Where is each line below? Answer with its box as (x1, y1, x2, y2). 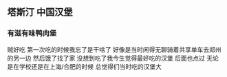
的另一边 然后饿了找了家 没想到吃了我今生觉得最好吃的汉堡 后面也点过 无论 (7, 54, 219, 62)
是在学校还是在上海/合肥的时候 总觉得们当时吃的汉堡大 (7, 62, 162, 70)
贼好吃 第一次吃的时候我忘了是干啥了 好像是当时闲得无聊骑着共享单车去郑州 (7, 45, 221, 53)
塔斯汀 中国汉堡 (7, 6, 73, 18)
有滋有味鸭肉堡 (7, 29, 57, 38)
